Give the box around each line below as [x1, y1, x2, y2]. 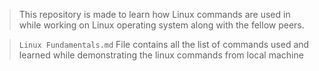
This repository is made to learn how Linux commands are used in [18, 9, 291, 20]
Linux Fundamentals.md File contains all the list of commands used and [18, 39, 310, 50]
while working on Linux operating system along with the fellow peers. [18, 19, 305, 31]
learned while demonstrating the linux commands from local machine [18, 49, 304, 61]
